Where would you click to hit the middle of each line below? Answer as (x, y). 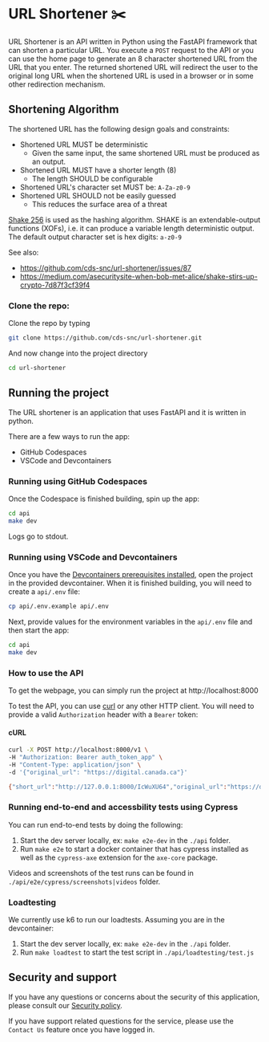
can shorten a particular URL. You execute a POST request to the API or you (131, 50)
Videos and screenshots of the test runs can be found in (101, 873)
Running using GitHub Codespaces (78, 481)
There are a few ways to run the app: (69, 436)
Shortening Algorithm (64, 110)
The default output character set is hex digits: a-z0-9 (95, 237)
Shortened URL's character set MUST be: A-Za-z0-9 (105, 187)
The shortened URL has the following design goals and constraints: (119, 128)
